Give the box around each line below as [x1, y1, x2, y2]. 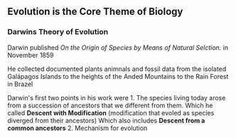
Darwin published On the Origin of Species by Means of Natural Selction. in [7, 43, 229, 52]
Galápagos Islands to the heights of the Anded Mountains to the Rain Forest [7, 72, 229, 80]
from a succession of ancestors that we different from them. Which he [7, 101, 213, 110]
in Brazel [7, 80, 33, 88]
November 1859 [7, 51, 54, 59]
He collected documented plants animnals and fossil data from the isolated [7, 64, 227, 73]
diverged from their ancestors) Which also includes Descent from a [7, 116, 205, 124]
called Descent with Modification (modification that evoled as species [7, 108, 215, 117]
